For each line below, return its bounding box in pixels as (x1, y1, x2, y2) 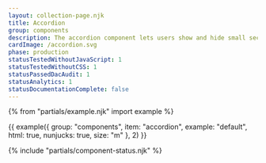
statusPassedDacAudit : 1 (8, 70, 90, 78)
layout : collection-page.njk (8, 11, 104, 20)
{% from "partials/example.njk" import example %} (8, 107, 174, 116)
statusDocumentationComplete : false (8, 85, 129, 93)
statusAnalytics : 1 (8, 78, 73, 85)
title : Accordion (8, 19, 66, 27)
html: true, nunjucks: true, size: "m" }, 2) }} (8, 131, 147, 140)
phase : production (8, 48, 69, 56)
